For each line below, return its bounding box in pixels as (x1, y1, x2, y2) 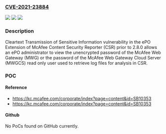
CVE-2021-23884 (5, 3, 49, 10)
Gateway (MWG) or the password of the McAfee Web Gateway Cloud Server (5, 54, 161, 60)
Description (5, 28, 34, 35)
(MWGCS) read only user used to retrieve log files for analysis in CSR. (5, 60, 148, 66)
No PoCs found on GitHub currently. (5, 123, 79, 129)
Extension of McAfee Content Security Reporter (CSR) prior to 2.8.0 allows (5, 44, 158, 50)
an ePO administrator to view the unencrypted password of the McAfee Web (5, 49, 161, 55)
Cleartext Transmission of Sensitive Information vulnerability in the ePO (5, 39, 151, 45)
